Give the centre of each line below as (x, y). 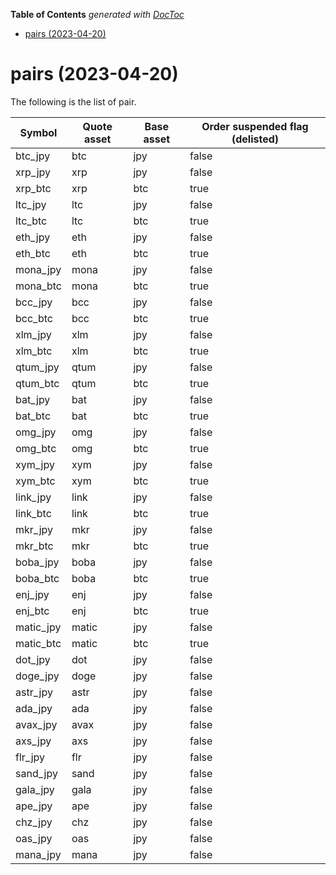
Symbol (38, 132)
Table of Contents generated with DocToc (97, 14)
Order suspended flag (255, 126)
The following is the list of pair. (73, 101)
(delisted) (255, 139)
